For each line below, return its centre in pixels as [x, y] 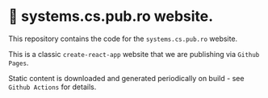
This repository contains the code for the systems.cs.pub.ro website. [123, 39]
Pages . [19, 63]
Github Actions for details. [52, 87]
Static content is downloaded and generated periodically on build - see [126, 78]
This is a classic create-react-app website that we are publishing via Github [134, 54]
